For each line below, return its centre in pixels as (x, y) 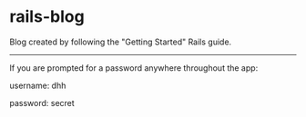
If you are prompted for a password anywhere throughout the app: (134, 68)
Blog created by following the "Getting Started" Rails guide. (121, 42)
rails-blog (47, 17)
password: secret (42, 102)
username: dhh (38, 85)
